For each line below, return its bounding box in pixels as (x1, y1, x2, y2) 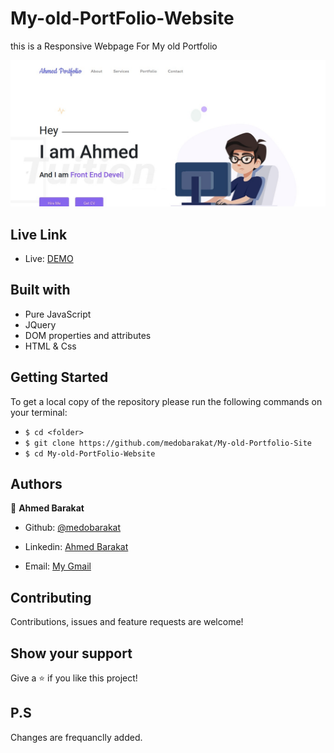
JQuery (24, 318, 57, 331)
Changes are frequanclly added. (10, 731, 143, 743)
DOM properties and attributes (24, 329, 152, 341)
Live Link (10, 226, 68, 243)
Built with (10, 282, 71, 299)
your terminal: (10, 406, 68, 418)
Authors (10, 476, 63, 493)
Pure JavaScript (24, 308, 92, 320)
